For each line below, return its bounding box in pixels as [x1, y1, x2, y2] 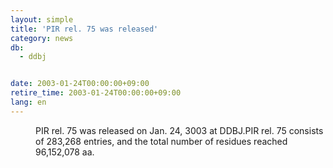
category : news [10, 33, 74, 43]
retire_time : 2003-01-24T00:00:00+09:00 [10, 88, 182, 98]
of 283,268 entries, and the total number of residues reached [35, 135, 288, 147]
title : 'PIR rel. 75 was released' [10, 24, 159, 34]
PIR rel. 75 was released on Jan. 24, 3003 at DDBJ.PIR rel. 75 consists [35, 124, 324, 136]
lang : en [10, 97, 47, 107]
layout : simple [10, 14, 74, 25]
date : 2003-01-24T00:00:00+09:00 [10, 79, 150, 89]
